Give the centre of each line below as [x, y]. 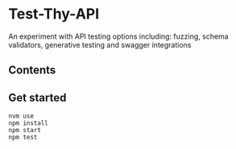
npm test [23, 138]
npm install [28, 123]
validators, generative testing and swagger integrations [100, 44]
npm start [25, 130]
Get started [37, 97]
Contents [32, 70]
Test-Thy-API [54, 14]
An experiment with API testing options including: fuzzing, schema [118, 36]
